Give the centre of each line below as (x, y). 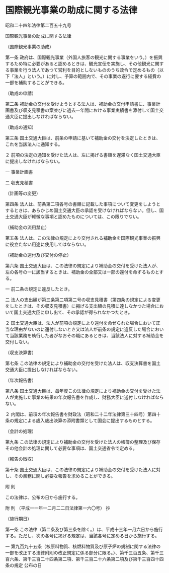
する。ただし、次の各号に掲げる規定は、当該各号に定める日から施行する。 (82, 535)
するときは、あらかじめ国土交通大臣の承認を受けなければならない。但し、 (82, 210)
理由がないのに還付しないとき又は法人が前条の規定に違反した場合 (82, 329)
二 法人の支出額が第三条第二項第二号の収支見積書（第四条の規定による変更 (83, 300)
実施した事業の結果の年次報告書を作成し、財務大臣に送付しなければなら (89, 397)
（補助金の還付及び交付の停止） (38, 255)
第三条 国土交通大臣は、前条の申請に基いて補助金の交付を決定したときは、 (83, 138)
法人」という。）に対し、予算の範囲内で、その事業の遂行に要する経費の (88, 76)
